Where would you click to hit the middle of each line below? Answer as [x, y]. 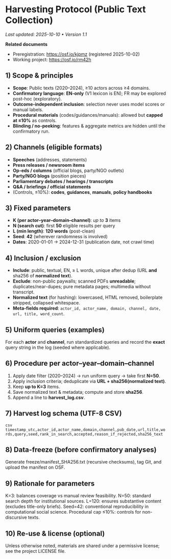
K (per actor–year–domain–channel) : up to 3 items [67, 220]
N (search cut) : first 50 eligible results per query [64, 226]
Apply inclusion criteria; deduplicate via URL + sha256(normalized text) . [89, 381]
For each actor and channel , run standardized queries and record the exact [85, 342]
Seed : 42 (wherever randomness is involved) [60, 237]
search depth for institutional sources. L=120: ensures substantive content [83, 501]
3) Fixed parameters [38, 208]
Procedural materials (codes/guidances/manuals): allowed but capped [88, 115]
